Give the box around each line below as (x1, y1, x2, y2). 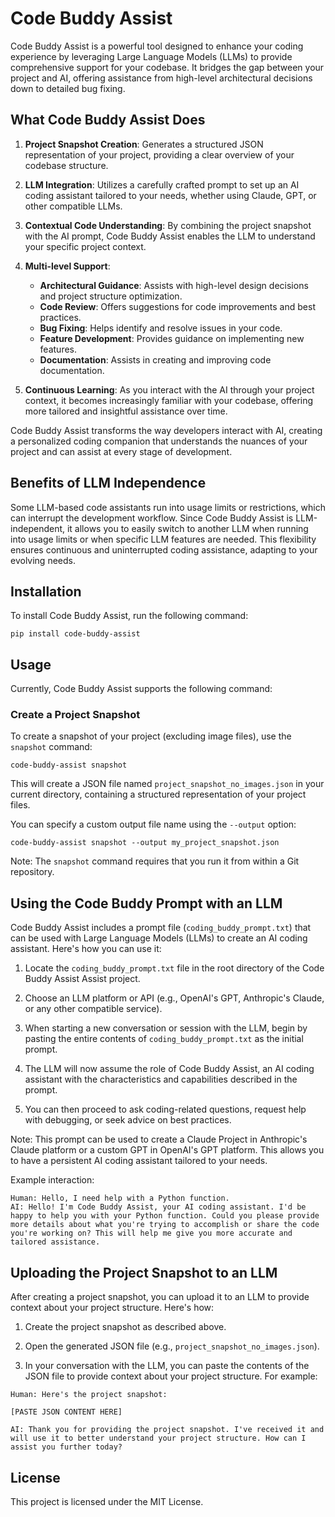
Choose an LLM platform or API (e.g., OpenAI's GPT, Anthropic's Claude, (24, 992, 325, 1004)
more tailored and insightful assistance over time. (24, 405, 228, 417)
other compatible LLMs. (24, 200, 123, 212)
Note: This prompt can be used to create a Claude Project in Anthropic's (10, 1133, 308, 1146)
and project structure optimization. (39, 290, 183, 302)
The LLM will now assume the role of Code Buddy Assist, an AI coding (24, 1063, 315, 1075)
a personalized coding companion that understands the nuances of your (10, 435, 308, 447)
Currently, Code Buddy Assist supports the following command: (10, 683, 273, 695)
